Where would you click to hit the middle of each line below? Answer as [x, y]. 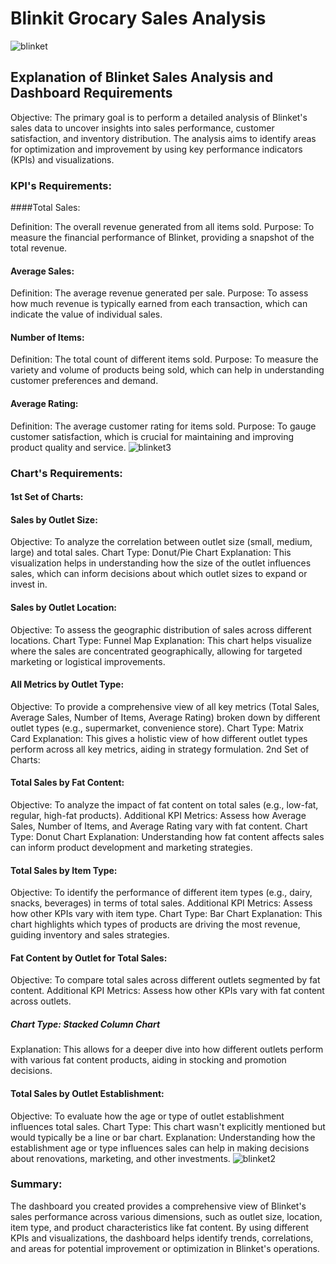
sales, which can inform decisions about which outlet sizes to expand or [159, 574]
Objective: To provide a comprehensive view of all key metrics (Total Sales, [165, 706]
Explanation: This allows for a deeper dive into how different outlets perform [167, 1049]
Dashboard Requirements [91, 93]
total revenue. [39, 248]
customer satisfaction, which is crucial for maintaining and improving [152, 436]
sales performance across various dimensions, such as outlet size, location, [166, 1216]
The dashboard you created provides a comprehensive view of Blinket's [158, 1206]
